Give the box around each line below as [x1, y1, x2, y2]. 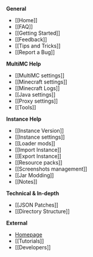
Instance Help [6, 115, 42, 122]
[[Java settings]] [14, 91, 55, 98]
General [6, 5, 27, 12]
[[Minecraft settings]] [14, 78, 67, 85]
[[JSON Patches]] [14, 201, 58, 208]
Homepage [14, 231, 43, 238]
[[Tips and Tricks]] [14, 42, 61, 49]
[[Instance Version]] [14, 127, 64, 134]
